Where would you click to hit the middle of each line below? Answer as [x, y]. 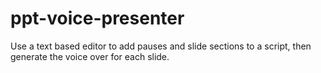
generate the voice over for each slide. [90, 56]
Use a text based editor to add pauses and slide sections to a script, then [161, 46]
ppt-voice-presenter [97, 18]
